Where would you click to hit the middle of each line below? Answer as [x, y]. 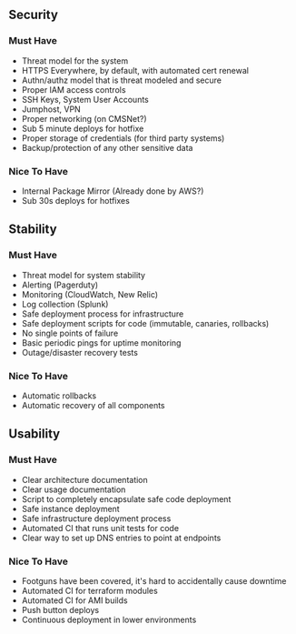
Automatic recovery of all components [93, 405]
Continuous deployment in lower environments [109, 619]
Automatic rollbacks [59, 396]
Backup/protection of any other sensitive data [107, 147]
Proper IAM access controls [74, 89]
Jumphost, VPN [51, 109]
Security [33, 15]
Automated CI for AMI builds [74, 600]
